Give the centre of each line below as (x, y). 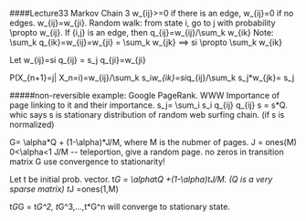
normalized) (32, 124)
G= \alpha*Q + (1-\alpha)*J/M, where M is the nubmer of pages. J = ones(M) (153, 142)
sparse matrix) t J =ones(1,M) (64, 189)
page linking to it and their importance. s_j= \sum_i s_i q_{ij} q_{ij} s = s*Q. (148, 105)
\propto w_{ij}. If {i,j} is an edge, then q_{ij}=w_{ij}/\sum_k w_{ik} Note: (142, 32)
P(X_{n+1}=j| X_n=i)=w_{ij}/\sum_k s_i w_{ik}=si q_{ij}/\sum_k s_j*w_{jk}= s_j (152, 78)
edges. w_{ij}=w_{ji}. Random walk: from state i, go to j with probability (142, 23)
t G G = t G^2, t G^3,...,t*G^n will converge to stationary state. (120, 206)
